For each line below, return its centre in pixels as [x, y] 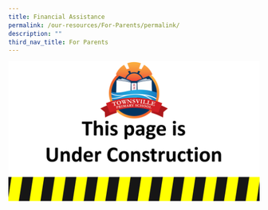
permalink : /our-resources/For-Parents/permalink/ [94, 25]
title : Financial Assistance [57, 17]
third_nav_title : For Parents [59, 42]
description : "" [35, 33]
